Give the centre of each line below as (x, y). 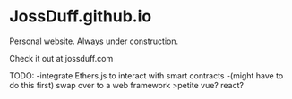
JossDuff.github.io (81, 16)
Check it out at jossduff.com (61, 58)
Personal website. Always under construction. (94, 41)
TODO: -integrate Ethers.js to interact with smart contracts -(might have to (146, 75)
